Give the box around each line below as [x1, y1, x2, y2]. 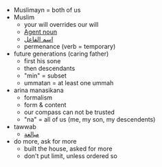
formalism [23, 93, 53, 102]
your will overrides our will [23, 21, 99, 28]
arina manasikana [13, 86, 64, 94]
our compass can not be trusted [23, 108, 115, 116]
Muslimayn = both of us [13, 6, 81, 14]
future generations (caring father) [13, 49, 109, 58]
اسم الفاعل [23, 35, 54, 43]
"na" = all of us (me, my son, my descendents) [23, 115, 156, 123]
